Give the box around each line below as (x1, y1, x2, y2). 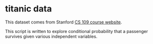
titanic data (5, 3, 52, 14)
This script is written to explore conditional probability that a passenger (5, 28, 148, 34)
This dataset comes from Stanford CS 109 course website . (5, 19, 122, 25)
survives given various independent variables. (5, 33, 97, 39)
